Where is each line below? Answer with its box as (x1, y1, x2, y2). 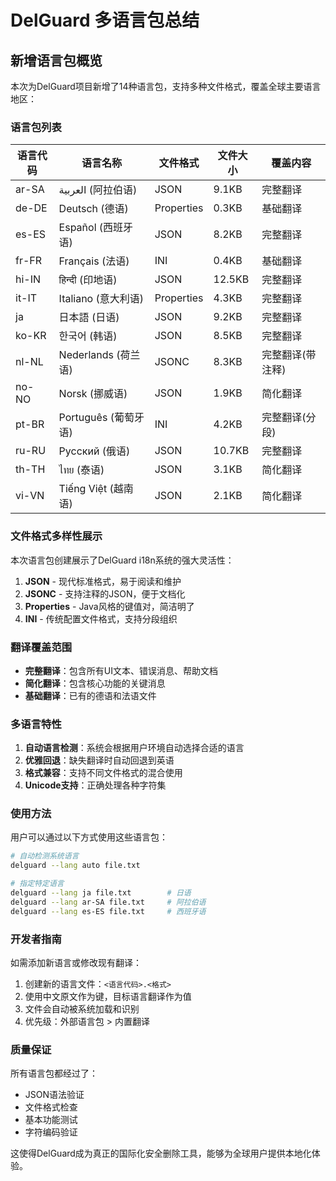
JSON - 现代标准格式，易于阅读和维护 (24, 575, 182, 587)
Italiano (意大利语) (58, 292, 145, 306)
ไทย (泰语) (58, 463, 105, 477)
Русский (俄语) (58, 444, 131, 458)
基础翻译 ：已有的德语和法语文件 (24, 689, 157, 701)
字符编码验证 (24, 1126, 78, 1138)
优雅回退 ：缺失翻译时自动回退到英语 (24, 754, 175, 766)
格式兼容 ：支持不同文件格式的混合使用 (24, 767, 183, 779)
